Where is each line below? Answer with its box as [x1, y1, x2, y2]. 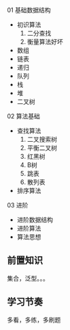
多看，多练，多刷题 [7, 316, 61, 324]
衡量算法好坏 [27, 38, 63, 46]
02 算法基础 [7, 112, 41, 120]
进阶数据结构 [16, 216, 53, 224]
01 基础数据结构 [7, 6, 51, 14]
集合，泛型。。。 [7, 274, 49, 282]
